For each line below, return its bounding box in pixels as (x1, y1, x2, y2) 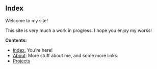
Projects (12, 58, 31, 64)
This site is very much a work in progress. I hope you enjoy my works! (5, 27, 152, 33)
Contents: (5, 37, 27, 43)
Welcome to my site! (5, 17, 48, 23)
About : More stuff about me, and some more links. (12, 52, 119, 58)
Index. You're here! (12, 47, 53, 53)
